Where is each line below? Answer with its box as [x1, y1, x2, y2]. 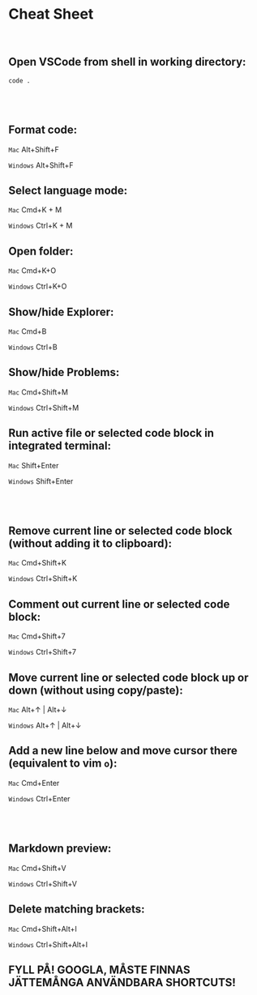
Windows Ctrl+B [8, 342, 58, 352]
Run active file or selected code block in [8, 426, 215, 440]
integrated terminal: [8, 439, 112, 453]
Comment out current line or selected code [8, 597, 230, 611]
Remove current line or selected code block [8, 524, 233, 538]
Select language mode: [8, 183, 128, 197]
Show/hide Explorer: [8, 305, 114, 318]
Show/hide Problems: [8, 365, 120, 379]
